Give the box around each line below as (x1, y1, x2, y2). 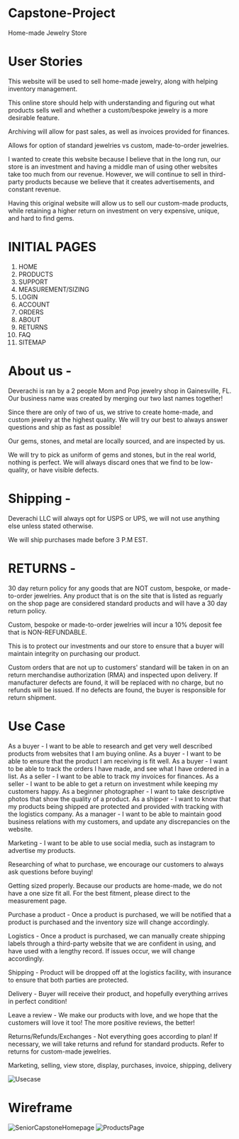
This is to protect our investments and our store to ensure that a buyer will (8, 642, 224, 650)
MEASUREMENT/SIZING (18, 285, 89, 293)
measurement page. (8, 896, 67, 905)
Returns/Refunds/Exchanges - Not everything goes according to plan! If (8, 1032, 218, 1040)
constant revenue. (8, 185, 61, 194)
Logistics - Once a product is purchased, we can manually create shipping (8, 931, 226, 940)
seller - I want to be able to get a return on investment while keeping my (8, 779, 218, 788)
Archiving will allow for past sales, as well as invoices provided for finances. (8, 127, 230, 136)
